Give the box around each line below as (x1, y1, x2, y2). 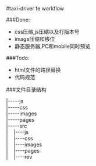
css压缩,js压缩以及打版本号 (14, 29, 80, 35)
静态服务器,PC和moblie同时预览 (14, 43, 91, 50)
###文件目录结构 (6, 86, 47, 93)
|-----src (6, 122, 27, 129)
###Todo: (6, 55, 30, 61)
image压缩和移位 (14, 36, 55, 43)
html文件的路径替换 (14, 66, 61, 73)
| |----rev (6, 154, 33, 160)
